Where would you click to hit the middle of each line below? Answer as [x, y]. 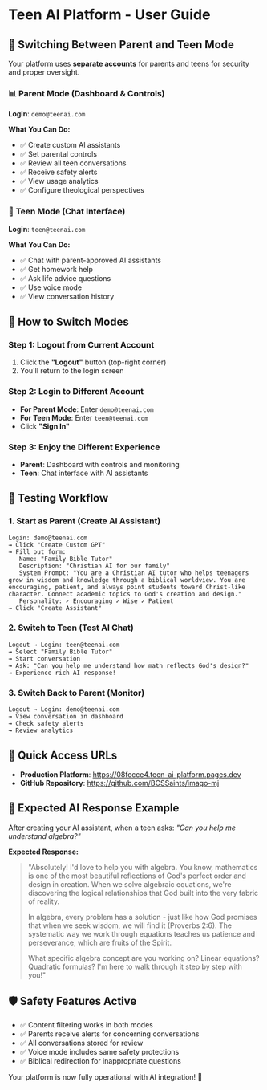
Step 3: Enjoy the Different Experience [84, 447]
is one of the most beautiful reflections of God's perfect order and [137, 876]
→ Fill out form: [37, 551]
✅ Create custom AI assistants [70, 145]
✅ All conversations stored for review [81, 1043]
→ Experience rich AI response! [62, 673]
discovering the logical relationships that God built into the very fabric [143, 893]
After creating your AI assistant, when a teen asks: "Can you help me [122, 828]
